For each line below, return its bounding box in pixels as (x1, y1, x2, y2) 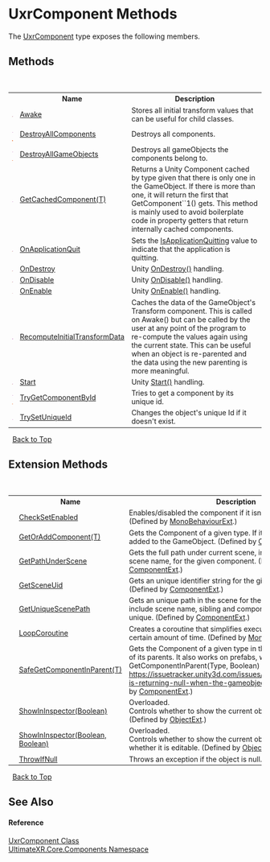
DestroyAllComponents (19, 130, 96, 139)
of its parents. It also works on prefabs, (128, 652, 258, 662)
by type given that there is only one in (131, 173, 256, 183)
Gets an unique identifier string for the (128, 576, 255, 586)
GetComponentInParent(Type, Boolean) (128, 661, 260, 670)
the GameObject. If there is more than (131, 182, 256, 192)
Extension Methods (8, 458, 108, 472)
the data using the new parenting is (131, 357, 247, 367)
